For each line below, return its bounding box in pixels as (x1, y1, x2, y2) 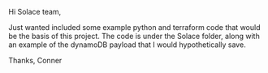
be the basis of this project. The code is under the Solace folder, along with (8, 32, 260, 41)
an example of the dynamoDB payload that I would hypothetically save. (8, 40, 246, 49)
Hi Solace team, (8, 7, 62, 16)
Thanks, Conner (8, 56, 63, 65)
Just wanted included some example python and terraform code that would (8, 23, 261, 32)
